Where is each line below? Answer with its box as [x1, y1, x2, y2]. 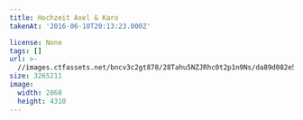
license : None [9, 38, 63, 47]
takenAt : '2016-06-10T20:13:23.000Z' [9, 22, 151, 31]
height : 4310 [17, 97, 67, 106]
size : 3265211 [9, 71, 63, 81]
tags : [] [9, 46, 42, 55]
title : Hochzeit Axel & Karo [9, 13, 119, 23]
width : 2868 [17, 88, 63, 97]
